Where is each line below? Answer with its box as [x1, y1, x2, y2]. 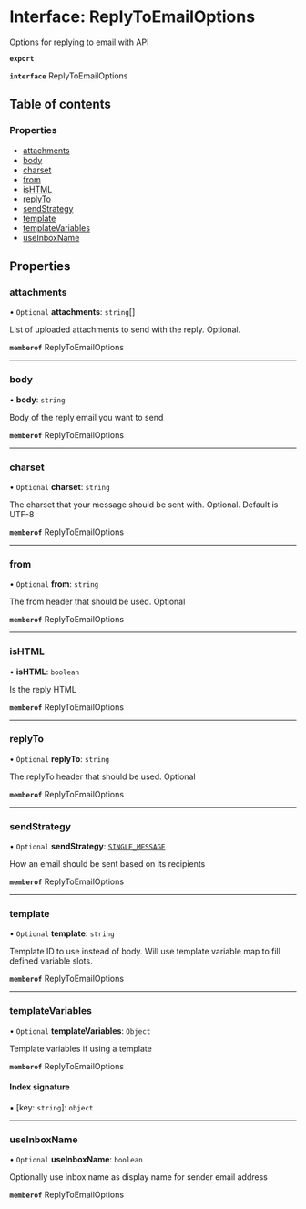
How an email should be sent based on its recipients [9, 859, 206, 870]
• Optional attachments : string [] [9, 307, 136, 318]
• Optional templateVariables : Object [9, 1025, 151, 1037]
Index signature [9, 1081, 70, 1092]
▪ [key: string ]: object [9, 1101, 94, 1112]
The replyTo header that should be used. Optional [9, 771, 196, 782]
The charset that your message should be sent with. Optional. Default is [9, 499, 279, 510]
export [9, 54, 35, 63]
